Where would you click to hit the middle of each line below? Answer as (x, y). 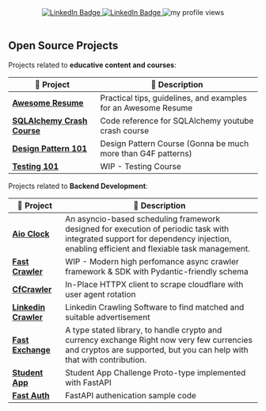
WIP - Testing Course (141, 166)
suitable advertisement (107, 317)
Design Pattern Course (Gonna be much (175, 144)
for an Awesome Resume (146, 108)
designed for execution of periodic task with (147, 229)
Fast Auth (31, 395)
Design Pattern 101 (50, 148)
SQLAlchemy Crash (50, 121)
